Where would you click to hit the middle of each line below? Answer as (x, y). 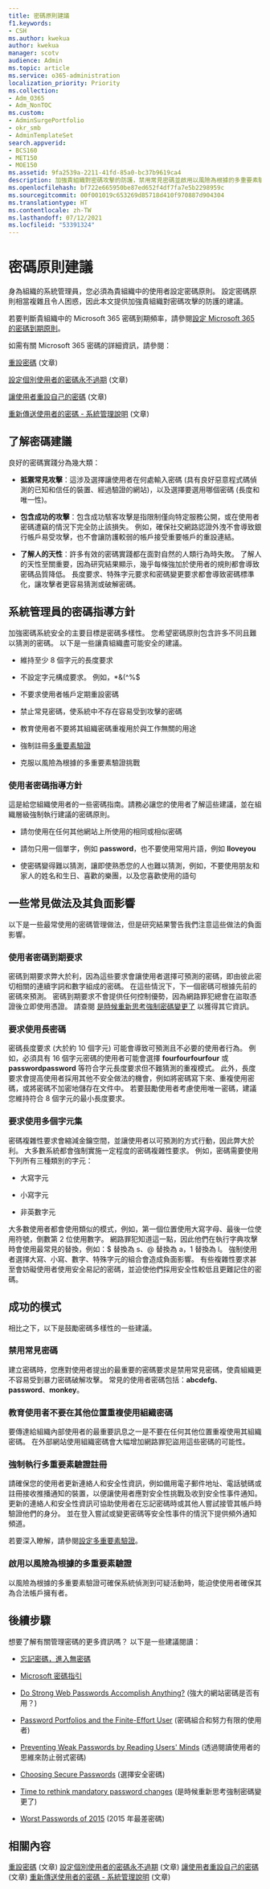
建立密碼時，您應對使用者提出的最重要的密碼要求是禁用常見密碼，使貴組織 (131, 1370)
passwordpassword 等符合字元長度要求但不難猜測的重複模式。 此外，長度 (132, 1068)
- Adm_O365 (27, 98)
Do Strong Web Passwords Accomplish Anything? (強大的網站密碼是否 (136, 1693)
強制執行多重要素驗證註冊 (58, 1464)
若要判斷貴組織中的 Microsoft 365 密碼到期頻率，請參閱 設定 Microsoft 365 (132, 318)
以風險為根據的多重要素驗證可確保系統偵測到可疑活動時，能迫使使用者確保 (131, 1583)
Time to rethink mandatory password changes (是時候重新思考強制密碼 (137, 1791)
